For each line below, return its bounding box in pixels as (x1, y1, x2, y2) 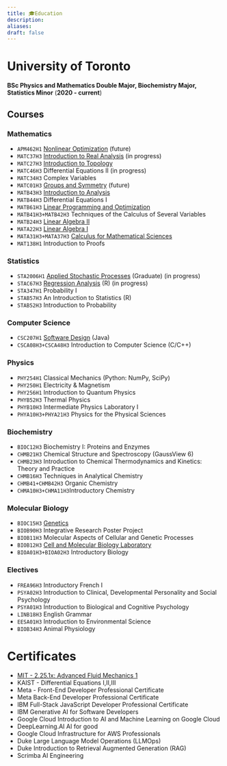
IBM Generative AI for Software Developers (16, 707, 139, 716)
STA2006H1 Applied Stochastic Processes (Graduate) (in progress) (16, 272, 200, 280)
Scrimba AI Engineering (16, 751, 84, 759)
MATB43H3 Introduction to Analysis (16, 188, 111, 196)
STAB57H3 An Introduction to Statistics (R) (16, 294, 132, 302)
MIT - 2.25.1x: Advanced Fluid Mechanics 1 (16, 671, 138, 679)
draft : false (7, 29, 44, 36)
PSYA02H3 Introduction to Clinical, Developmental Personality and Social (16, 588, 217, 596)
